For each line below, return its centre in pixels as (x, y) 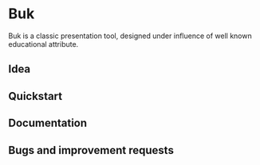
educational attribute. (43, 44)
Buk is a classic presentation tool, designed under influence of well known (130, 36)
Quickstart (35, 96)
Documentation (48, 123)
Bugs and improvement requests (91, 150)
